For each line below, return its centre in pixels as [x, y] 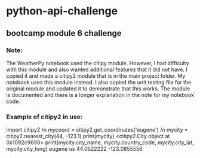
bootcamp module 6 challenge [64, 33]
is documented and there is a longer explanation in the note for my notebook [100, 95]
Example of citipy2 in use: [44, 117]
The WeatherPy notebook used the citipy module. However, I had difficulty [98, 63]
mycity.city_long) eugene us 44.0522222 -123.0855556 [75, 149]
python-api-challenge [62, 11]
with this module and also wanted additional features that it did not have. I [97, 69]
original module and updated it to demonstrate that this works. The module [98, 89]
